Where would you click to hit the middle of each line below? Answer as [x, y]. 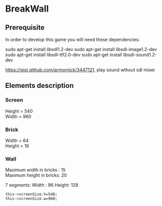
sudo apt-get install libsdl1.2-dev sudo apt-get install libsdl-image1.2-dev [81, 49]
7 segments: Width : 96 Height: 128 [42, 185]
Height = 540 [19, 111]
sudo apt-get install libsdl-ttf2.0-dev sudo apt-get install [64, 55]
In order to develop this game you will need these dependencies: [73, 39]
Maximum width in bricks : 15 [35, 170]
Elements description [40, 86]
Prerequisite [25, 28]
